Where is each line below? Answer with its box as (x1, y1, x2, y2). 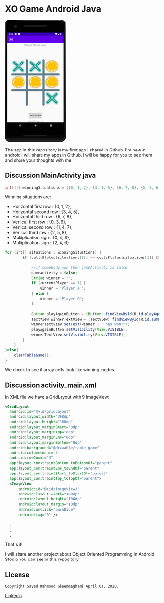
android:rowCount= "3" (9, 455, 54, 460)
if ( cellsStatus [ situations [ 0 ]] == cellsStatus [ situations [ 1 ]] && (22, 255, 161, 260)
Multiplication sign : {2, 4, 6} (12, 239, 69, 245)
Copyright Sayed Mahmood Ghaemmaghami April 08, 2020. (5, 584, 119, 589)
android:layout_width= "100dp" (18, 492, 80, 496)
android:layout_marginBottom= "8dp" (9, 440, 82, 445)
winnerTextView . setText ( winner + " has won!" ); (31, 322, 130, 327)
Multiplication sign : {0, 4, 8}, (12, 235, 71, 240)
